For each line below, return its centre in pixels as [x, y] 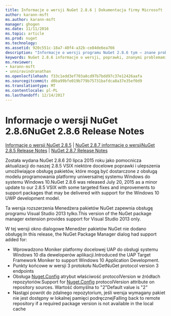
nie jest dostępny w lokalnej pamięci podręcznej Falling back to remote [86, 298]
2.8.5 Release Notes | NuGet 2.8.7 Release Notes [56, 151]
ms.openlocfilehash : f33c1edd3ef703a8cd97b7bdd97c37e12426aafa [74, 76]
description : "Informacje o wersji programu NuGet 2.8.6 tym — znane [81, 52]
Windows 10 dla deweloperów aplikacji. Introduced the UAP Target [82, 255]
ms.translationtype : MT [31, 85]
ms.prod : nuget [21, 39]
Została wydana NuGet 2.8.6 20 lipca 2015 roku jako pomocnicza [73, 160]
